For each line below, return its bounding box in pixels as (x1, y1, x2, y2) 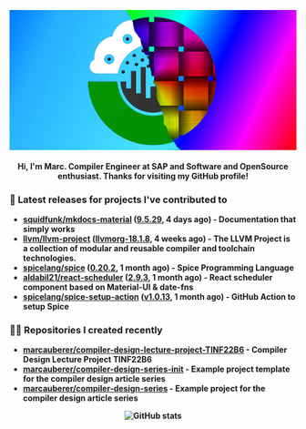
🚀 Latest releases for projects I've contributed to (9, 193, 228, 206)
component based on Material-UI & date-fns (22, 281, 194, 292)
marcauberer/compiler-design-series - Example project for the (22, 383, 266, 394)
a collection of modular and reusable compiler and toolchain (22, 243, 255, 254)
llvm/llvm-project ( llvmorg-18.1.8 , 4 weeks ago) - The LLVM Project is (22, 233, 291, 244)
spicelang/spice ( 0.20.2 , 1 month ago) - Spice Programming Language (22, 262, 294, 273)
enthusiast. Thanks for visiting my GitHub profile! (57, 170, 249, 181)
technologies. (22, 252, 77, 264)
